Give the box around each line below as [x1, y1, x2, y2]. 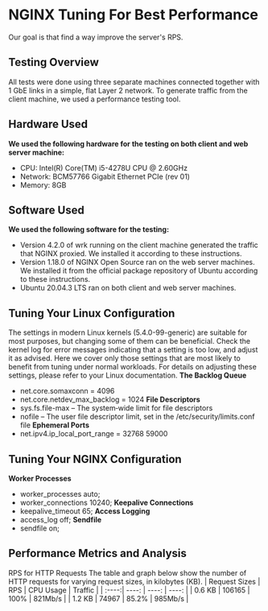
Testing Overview [8, 56, 99, 69]
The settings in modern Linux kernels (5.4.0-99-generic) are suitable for [8, 328, 248, 337]
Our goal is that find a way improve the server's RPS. [8, 32, 183, 42]
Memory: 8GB [19, 180, 67, 190]
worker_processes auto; [19, 489, 101, 498]
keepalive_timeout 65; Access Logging [19, 506, 150, 516]
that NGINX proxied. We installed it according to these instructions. [19, 249, 242, 258]
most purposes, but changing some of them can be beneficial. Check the [8, 336, 251, 346]
